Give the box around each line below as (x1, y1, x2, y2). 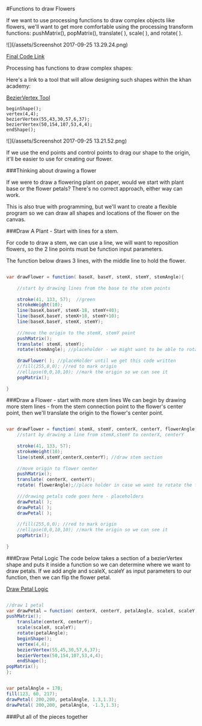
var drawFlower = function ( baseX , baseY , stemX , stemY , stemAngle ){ (6, 274, 185, 280)
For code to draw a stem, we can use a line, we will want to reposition (6, 239, 179, 246)
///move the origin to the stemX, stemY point (17, 330, 136, 336)
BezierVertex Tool (6, 94, 50, 101)
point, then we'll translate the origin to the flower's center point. (6, 409, 164, 416)
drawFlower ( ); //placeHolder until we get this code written (17, 358, 176, 364)
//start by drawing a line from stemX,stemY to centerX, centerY (17, 432, 185, 438)
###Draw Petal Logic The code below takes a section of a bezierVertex (6, 554, 183, 561)
